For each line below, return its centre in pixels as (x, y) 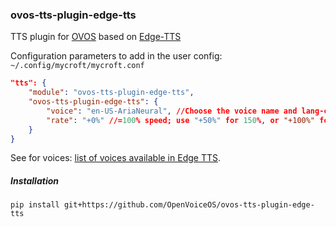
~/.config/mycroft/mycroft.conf (77, 66)
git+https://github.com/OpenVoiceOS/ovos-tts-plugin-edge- (189, 205)
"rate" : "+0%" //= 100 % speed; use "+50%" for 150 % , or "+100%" (181, 120)
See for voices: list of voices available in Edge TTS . (115, 158)
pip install (35, 205)
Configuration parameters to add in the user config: (116, 56)
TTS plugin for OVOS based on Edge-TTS (96, 37)
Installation (34, 181)
